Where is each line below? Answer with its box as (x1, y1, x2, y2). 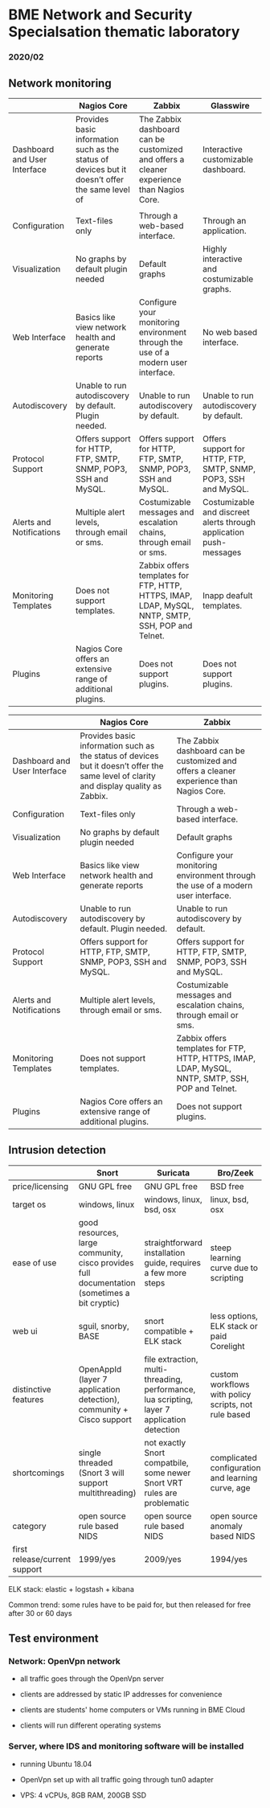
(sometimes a (78, 1287, 130, 1298)
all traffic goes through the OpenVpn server (19, 1674, 165, 1683)
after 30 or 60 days (8, 1608, 72, 1617)
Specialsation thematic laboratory (8, 23, 240, 41)
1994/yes (210, 1553, 247, 1564)
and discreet (202, 506, 251, 518)
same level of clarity (80, 770, 156, 781)
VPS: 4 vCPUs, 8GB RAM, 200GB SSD (19, 1790, 147, 1800)
